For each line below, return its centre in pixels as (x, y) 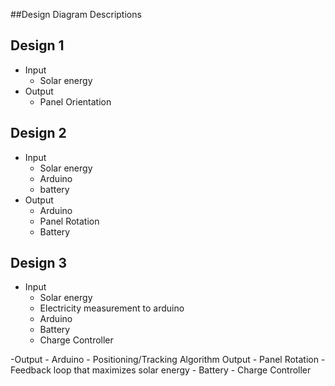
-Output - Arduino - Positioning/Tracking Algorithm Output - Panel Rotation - (168, 360)
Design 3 (38, 263)
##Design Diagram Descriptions (76, 14)
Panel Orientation (75, 101)
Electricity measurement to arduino (112, 308)
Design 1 (37, 45)
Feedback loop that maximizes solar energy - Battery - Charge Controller (161, 370)
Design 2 (38, 133)
